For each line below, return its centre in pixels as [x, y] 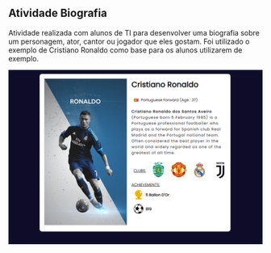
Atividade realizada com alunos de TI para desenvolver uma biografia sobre [134, 32]
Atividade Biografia [58, 13]
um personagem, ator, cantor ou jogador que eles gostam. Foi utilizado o [129, 41]
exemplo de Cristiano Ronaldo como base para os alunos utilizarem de [125, 50]
